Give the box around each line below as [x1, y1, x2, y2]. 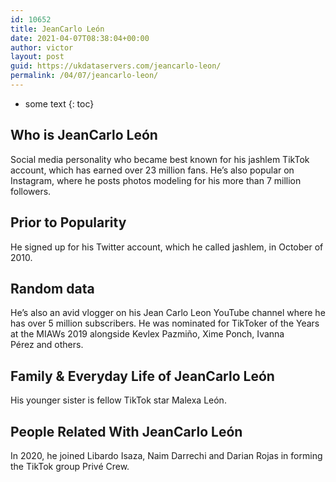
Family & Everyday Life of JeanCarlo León [10, 367, 275, 385]
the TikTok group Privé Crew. [10, 460, 130, 472]
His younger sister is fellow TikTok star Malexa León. [10, 394, 227, 406]
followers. [10, 185, 52, 197]
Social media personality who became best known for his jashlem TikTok [10, 153, 310, 165]
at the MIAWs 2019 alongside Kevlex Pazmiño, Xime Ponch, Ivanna [10, 328, 285, 340]
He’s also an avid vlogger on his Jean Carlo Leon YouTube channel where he [10, 307, 326, 319]
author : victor [10, 42, 74, 53]
